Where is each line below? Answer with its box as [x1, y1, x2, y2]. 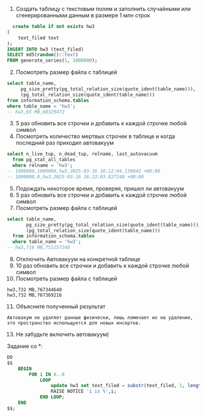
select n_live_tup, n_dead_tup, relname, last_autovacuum [7, 151, 158, 158]
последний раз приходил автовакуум [15, 139, 114, 147]
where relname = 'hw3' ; [12, 162, 73, 169]
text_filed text [18, 35, 60, 41]
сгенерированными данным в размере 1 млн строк [15, 12, 150, 19]
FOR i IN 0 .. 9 [29, 371, 65, 377]
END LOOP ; [39, 394, 65, 401]
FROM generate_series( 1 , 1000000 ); [7, 57, 98, 63]
